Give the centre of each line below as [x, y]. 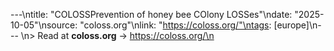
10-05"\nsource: [44, 25]
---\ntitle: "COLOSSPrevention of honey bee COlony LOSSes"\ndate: [151, 14]
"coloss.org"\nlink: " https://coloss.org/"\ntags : [175, 25]
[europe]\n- [297, 25]
